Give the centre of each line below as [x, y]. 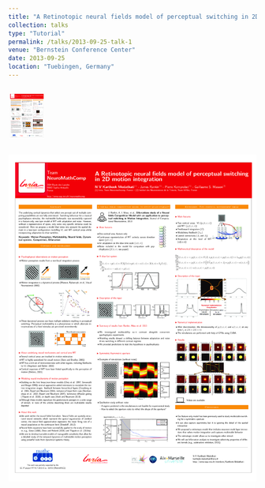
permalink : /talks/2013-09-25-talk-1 [70, 42]
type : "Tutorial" [37, 33]
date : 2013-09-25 [37, 58]
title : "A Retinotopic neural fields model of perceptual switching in [128, 17]
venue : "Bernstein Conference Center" [72, 50]
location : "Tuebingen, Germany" [61, 67]
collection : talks [38, 25]
